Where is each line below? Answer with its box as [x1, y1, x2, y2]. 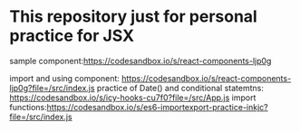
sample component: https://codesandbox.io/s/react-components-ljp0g [9, 55, 272, 66]
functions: [9, 101, 47, 112]
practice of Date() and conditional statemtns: [96, 82, 265, 93]
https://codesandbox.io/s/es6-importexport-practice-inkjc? [46, 101, 269, 112]
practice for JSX [9, 25, 134, 46]
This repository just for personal [9, 6, 258, 27]
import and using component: [9, 72, 121, 83]
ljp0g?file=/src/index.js [9, 82, 95, 93]
